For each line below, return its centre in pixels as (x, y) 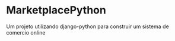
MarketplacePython (56, 10)
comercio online (26, 32)
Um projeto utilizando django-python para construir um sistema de (87, 26)
